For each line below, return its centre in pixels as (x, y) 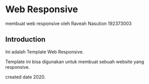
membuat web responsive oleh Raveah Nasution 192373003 (68, 23)
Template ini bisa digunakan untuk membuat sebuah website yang (75, 62)
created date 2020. (26, 77)
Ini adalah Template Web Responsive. (45, 51)
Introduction (26, 39)
